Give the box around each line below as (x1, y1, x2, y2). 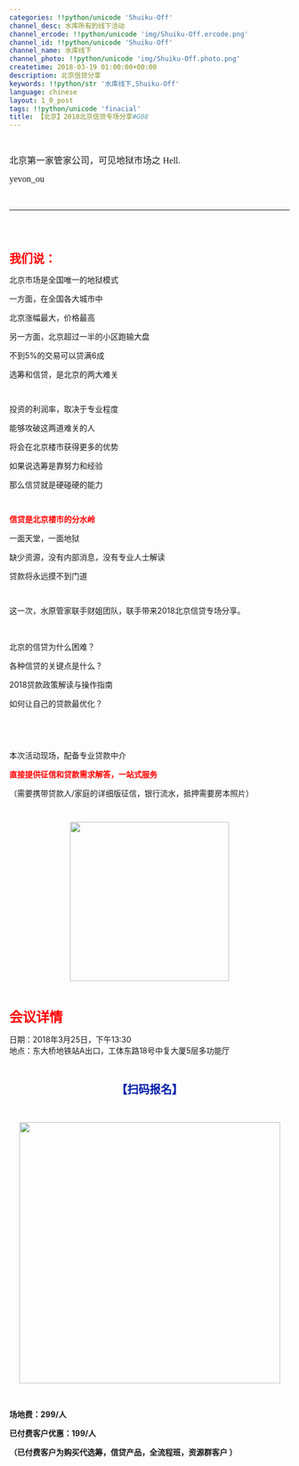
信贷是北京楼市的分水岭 (9, 514, 95, 525)
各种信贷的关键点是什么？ (9, 660, 103, 671)
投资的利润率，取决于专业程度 (9, 404, 118, 414)
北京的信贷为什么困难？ (9, 642, 95, 652)
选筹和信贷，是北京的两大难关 (9, 369, 118, 380)
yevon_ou (9, 174, 45, 184)
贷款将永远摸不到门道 (9, 571, 87, 582)
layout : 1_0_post (9, 95, 74, 105)
